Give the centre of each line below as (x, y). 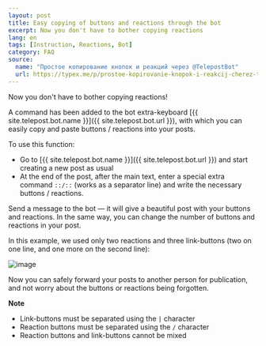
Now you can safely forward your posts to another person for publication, (128, 279)
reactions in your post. (45, 225)
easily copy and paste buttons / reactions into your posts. (102, 129)
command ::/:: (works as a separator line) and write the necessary (131, 184)
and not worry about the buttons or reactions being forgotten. (109, 288)
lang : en (23, 38)
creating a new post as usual (66, 167)
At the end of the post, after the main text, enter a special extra (122, 176)
